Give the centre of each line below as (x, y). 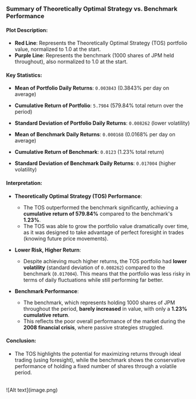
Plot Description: (27, 30)
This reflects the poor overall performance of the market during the (104, 321)
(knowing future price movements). (66, 238)
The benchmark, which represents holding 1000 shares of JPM (99, 302)
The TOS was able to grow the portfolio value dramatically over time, (106, 226)
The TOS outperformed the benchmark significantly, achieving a (101, 207)
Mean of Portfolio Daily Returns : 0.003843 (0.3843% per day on (92, 88)
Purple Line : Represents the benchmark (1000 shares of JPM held (94, 56)
